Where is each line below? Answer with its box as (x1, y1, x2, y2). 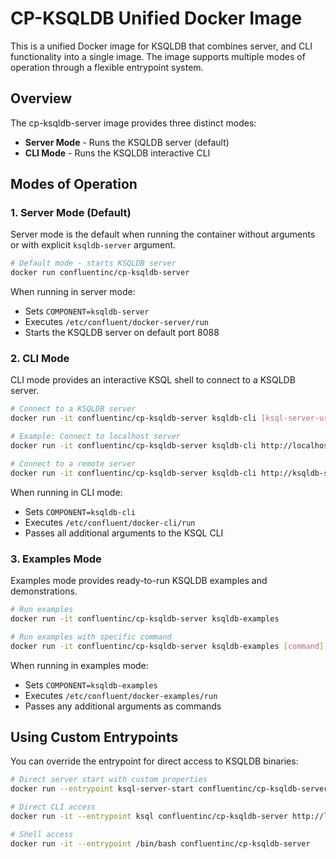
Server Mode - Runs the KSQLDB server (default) (24, 136, 230, 148)
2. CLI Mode (10, 352, 70, 366)
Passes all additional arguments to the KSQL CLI (24, 527, 224, 539)
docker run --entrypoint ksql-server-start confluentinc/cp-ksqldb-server (10, 784, 329, 794)
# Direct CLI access (10, 802, 97, 812)
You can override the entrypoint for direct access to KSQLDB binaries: (10, 755, 299, 767)
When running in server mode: (10, 286, 136, 298)
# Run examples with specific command (10, 632, 172, 642)
